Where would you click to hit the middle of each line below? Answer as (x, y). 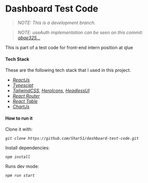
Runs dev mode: (22, 166)
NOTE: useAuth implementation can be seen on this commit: (80, 32)
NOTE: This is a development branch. (57, 23)
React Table (25, 102)
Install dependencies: (28, 148)
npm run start (20, 176)
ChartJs (21, 107)
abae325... (29, 38)
